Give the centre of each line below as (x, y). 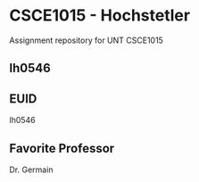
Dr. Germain (31, 170)
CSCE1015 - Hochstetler (99, 16)
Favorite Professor (62, 148)
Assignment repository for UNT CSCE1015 (86, 40)
